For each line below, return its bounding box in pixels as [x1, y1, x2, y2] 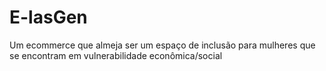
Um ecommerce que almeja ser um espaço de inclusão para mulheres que [9, 39, 316, 51]
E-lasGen [9, 6, 88, 29]
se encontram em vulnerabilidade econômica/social [9, 49, 223, 61]
